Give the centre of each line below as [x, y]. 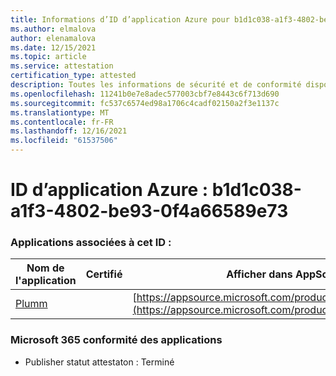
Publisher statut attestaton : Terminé [99, 362]
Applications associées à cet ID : [91, 243]
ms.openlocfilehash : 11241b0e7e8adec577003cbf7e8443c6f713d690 [145, 94]
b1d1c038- [256, 190]
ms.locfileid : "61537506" [64, 141]
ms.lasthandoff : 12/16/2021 [69, 131]
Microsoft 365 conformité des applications [116, 340]
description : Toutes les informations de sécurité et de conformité [156, 85]
